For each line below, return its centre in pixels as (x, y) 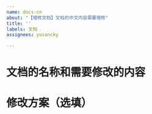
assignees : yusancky (33, 35)
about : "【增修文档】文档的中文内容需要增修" (57, 18)
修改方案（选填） (49, 103)
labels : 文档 (22, 29)
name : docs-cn (24, 12)
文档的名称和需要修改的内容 (76, 73)
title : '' (19, 23)
